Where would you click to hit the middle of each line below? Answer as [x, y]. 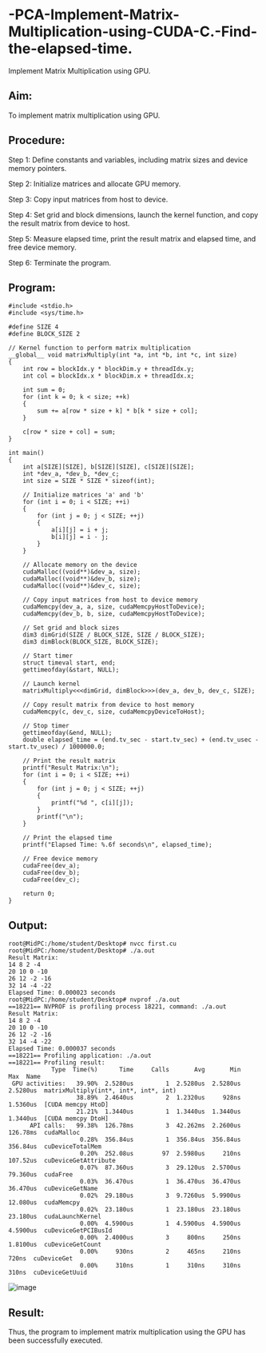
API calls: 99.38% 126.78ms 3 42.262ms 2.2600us [135, 1126]
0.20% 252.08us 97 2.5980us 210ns [160, 1154]
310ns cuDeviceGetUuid [48, 1273]
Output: [28, 925]
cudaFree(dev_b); [52, 873]
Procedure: [37, 140]
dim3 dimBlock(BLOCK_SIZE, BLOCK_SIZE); [91, 642]
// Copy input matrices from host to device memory [110, 600]
